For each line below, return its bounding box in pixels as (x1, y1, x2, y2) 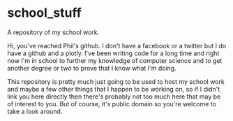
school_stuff (7, 5, 82, 21)
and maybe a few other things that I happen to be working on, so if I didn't (7, 85, 220, 93)
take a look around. (7, 107, 63, 115)
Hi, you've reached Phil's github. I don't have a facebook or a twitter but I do (7, 41, 227, 50)
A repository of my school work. (7, 28, 100, 36)
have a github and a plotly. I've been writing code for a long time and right (7, 49, 220, 57)
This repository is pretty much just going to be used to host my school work (7, 77, 225, 85)
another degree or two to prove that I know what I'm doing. (7, 64, 176, 72)
